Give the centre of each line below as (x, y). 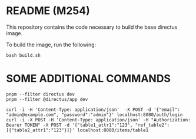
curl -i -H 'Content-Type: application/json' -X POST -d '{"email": (93, 110)
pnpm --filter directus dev (41, 94)
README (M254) (48, 11)
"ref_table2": (152, 125)
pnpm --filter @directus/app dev (47, 99)
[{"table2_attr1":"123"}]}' (41, 130)
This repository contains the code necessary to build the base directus (92, 27)
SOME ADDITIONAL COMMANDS (88, 79)
